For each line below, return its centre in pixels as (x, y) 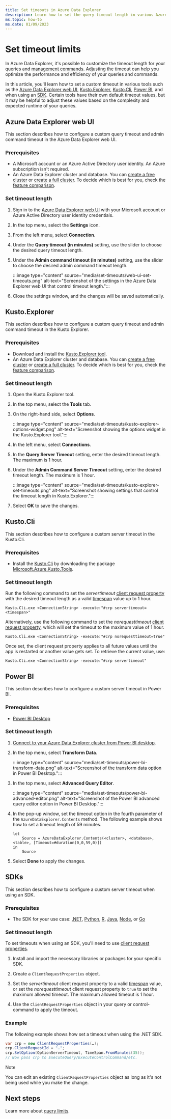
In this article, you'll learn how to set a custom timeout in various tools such (84, 84)
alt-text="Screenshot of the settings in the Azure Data (100, 281)
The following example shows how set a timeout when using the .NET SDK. (84, 1034)
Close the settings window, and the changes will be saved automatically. (88, 296)
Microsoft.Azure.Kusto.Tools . (43, 569)
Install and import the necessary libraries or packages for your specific (87, 959)
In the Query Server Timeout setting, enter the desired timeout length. (87, 454)
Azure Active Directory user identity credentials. (63, 215)
